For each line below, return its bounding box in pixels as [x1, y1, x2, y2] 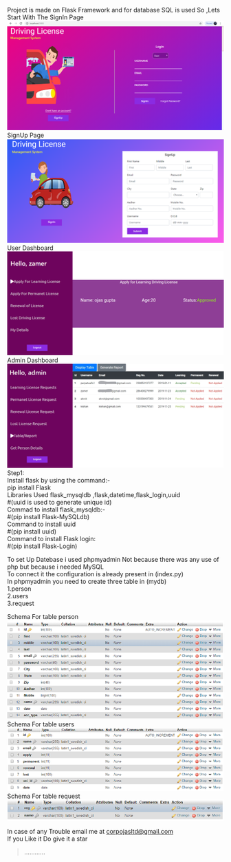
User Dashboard [7, 244, 54, 252]
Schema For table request [7, 792, 80, 801]
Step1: [7, 469, 25, 477]
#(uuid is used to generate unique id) [7, 498, 112, 507]
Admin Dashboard [7, 356, 58, 364]
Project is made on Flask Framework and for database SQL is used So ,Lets [7, 6, 220, 14]
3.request [7, 599, 34, 608]
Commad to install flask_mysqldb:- [7, 505, 105, 514]
